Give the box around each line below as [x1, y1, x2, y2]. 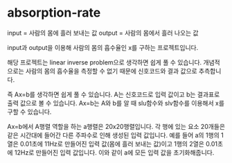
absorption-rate [7, 5, 101, 21]
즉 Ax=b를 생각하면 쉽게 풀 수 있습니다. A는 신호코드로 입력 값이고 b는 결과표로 [7, 90, 220, 98]
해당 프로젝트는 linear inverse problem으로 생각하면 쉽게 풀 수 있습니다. [7, 58, 202, 67]
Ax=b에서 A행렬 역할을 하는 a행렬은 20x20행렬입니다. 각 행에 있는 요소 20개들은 [7, 122, 226, 130]
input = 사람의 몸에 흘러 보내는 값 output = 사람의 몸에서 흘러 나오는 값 [7, 28, 199, 37]
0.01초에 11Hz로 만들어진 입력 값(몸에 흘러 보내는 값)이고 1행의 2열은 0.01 [19, 139, 218, 148]
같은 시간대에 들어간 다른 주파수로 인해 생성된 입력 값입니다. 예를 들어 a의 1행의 [7, 130, 220, 139]
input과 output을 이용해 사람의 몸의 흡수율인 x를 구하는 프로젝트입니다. [7, 43, 199, 51]
